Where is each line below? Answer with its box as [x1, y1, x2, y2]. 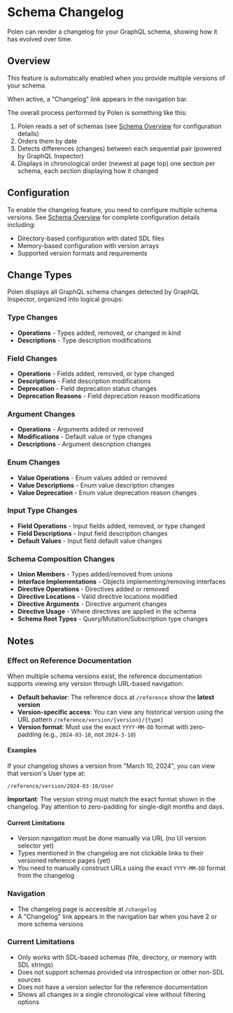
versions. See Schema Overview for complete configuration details [7, 213, 200, 221]
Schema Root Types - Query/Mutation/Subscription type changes [17, 614, 209, 623]
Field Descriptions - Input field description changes [17, 529, 168, 537]
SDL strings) [17, 960, 54, 969]
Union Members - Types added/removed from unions [17, 570, 173, 579]
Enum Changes [7, 457, 61, 467]
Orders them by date [17, 137, 78, 145]
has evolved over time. [7, 34, 73, 43]
